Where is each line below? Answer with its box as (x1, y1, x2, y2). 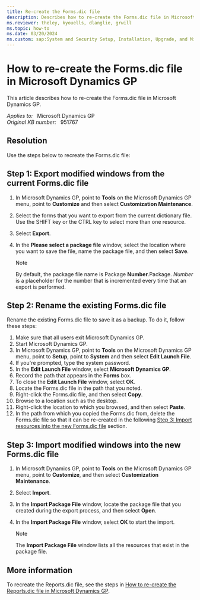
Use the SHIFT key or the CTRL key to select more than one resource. (15, 218, 186, 225)
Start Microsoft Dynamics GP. (15, 340, 88, 348)
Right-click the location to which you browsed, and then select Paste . (15, 404, 186, 411)
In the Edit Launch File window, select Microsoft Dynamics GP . (15, 365, 171, 373)
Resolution (7, 136, 47, 146)
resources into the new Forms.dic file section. (15, 423, 128, 430)
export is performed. (15, 283, 66, 290)
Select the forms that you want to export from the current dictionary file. (15, 212, 192, 219)
